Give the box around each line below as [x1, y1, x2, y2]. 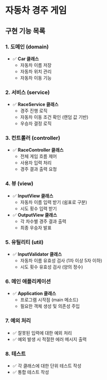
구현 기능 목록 [5, 27, 46, 35]
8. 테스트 [5, 350, 26, 357]
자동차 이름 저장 [20, 62, 52, 68]
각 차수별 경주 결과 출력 [20, 218, 67, 224]
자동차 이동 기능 [20, 74, 52, 81]
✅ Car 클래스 [12, 56, 39, 62]
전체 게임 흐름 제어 [20, 154, 57, 160]
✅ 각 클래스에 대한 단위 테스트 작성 [12, 363, 82, 369]
